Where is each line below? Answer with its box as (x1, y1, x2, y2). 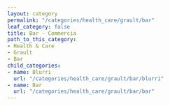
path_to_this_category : (7, 36, 77, 43)
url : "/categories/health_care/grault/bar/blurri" (13, 75, 164, 82)
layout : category (7, 10, 58, 17)
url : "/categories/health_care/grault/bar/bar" (13, 88, 155, 95)
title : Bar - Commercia (7, 29, 77, 37)
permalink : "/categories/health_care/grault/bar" (7, 17, 155, 24)
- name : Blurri (7, 68, 52, 75)
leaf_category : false (7, 23, 71, 30)
